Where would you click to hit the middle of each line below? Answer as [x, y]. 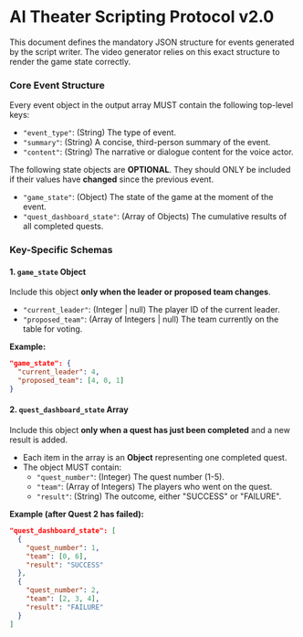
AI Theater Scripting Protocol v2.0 [142, 17]
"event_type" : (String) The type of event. [99, 133]
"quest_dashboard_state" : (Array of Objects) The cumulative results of [155, 217]
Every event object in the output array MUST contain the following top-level [151, 105]
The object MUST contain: [72, 467]
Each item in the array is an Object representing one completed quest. [155, 458]
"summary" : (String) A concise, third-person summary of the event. [146, 143]
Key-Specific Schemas [61, 250]
